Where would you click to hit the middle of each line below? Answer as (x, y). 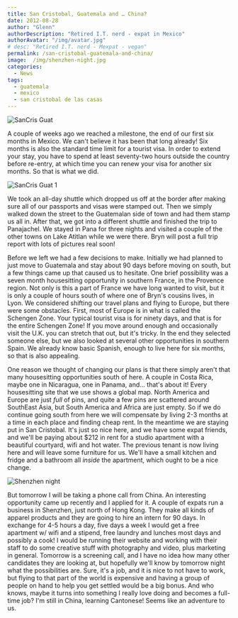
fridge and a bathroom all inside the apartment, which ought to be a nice (113, 460)
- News (23, 73)
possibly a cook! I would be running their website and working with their (112, 540)
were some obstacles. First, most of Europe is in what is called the (104, 310)
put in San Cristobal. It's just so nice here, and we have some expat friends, (118, 430)
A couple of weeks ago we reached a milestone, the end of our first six (110, 133)
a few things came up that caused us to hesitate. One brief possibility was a (118, 273)
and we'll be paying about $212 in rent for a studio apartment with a (106, 437)
